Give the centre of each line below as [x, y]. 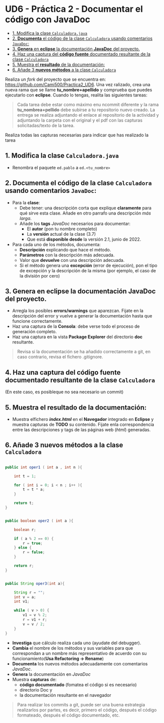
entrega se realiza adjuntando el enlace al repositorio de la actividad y [88, 115]
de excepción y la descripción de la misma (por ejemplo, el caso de [88, 270]
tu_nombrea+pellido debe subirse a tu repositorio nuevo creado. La [86, 110]
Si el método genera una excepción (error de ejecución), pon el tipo [88, 265]
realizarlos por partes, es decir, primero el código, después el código [87, 710]
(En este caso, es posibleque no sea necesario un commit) [64, 392]
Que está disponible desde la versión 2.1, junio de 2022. [84, 239]
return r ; [24, 566]
